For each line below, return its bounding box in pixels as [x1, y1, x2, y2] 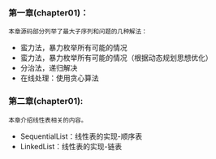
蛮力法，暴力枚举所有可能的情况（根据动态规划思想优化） [19, 53, 213, 62]
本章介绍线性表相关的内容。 [8, 116, 88, 124]
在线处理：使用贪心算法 [19, 73, 99, 83]
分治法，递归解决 [19, 63, 78, 73]
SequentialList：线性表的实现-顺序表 [19, 131, 143, 141]
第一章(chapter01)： [8, 6, 89, 18]
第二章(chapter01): [8, 96, 84, 107]
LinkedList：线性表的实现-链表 [19, 141, 123, 151]
